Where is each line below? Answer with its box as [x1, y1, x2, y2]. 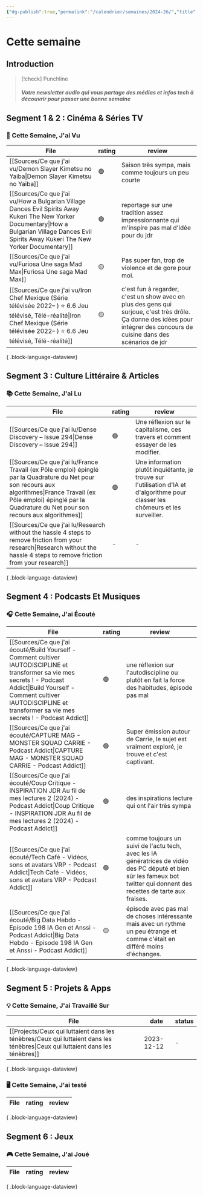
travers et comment [135, 432, 192, 441]
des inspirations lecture [126, 794, 193, 802]
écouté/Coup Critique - [9, 779, 77, 787]
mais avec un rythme [126, 920, 186, 928]
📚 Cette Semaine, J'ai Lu [6, 389, 82, 398]
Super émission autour [126, 727, 190, 736]
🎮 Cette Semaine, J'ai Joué [6, 1150, 89, 1158]
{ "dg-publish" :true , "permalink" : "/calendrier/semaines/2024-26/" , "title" [6, 8, 196, 15]
